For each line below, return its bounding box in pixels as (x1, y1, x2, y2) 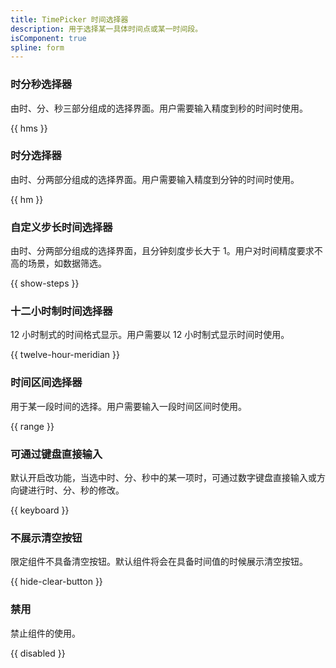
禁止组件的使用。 (10, 627, 81, 639)
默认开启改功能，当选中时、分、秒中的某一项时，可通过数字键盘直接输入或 (10, 472, 317, 484)
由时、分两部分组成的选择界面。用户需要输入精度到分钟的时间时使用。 (10, 173, 300, 185)
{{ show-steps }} (10, 277, 80, 290)
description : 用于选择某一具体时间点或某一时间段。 (10, 24, 203, 34)
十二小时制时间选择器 (10, 304, 113, 318)
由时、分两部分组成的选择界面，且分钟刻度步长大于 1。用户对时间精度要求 (10, 245, 315, 257)
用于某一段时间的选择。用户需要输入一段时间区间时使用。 (10, 400, 247, 412)
